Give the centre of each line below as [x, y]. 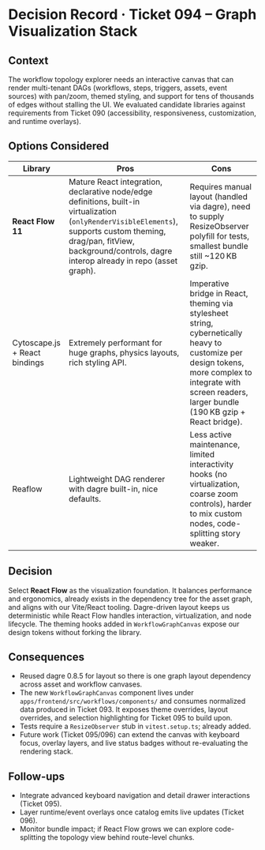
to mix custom [216, 513]
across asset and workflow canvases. [81, 684]
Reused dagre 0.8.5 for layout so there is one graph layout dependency [135, 676]
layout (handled [219, 197]
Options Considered [58, 147]
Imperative [209, 284]
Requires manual [221, 186]
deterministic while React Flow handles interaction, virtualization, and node [130, 615]
